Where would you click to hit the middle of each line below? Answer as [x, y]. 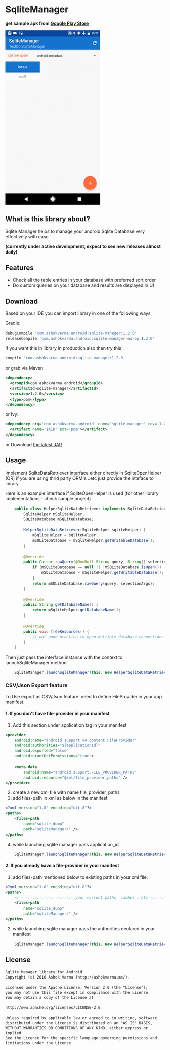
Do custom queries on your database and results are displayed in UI [83, 285]
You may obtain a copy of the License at [50, 997]
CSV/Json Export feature [36, 685]
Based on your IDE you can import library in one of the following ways [78, 313]
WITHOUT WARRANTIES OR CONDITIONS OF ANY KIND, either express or [77, 1028]
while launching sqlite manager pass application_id [66, 844]
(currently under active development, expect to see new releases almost [83, 246]
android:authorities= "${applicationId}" [57, 746]
